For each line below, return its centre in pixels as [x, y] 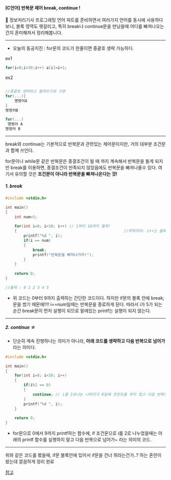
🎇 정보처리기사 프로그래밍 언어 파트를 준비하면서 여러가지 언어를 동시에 [75, 20]
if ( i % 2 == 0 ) [37, 385]
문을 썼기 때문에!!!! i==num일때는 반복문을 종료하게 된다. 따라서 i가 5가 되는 [88, 304]
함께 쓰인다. [22, 151]
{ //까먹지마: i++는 [86, 231]
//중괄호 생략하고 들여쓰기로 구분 [35, 92]
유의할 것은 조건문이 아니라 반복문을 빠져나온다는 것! [66, 174]
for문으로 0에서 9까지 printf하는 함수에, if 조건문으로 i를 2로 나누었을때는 [85, 433]
